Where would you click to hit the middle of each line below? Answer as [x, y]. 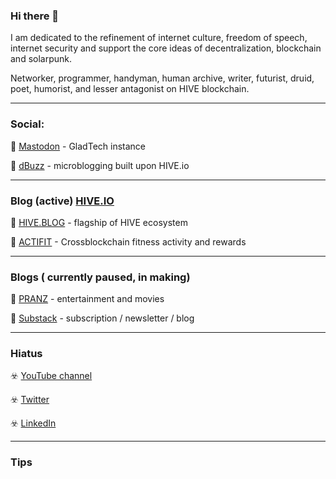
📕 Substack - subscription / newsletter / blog [102, 318]
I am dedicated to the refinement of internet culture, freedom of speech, [159, 38]
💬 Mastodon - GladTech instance [78, 146]
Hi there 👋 [35, 16]
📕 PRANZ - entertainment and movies [87, 299]
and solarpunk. [41, 59]
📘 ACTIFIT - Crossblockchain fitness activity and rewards [128, 241]
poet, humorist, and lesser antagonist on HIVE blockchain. [130, 89]
